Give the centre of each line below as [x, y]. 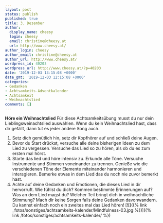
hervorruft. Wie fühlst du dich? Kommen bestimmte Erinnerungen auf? [82, 189]
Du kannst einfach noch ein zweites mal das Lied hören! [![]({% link [80, 205]
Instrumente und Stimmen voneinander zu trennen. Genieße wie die [80, 164]
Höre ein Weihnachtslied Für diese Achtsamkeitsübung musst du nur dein [80, 118]
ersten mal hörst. [29, 153]
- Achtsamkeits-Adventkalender [37, 91]
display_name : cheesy [31, 32]
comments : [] [18, 104]
